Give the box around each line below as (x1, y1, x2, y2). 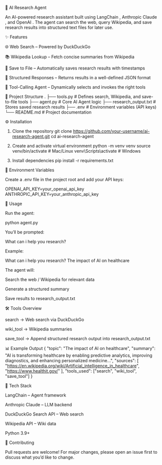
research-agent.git (12, 134, 50, 139)
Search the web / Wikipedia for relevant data (5, 277, 95, 282)
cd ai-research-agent (51, 134, 94, 139)
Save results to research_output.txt (5, 296, 76, 301)
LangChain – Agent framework (5, 392, 66, 398)
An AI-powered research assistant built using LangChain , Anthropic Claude (5, 14, 157, 20)
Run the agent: (5, 210, 35, 216)
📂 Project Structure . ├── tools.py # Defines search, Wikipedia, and (5, 93, 141, 99)
